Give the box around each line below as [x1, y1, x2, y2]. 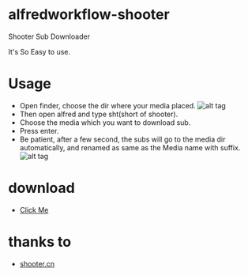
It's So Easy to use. [8, 47, 71, 56]
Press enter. [19, 126, 59, 135]
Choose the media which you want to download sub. [19, 117, 191, 127]
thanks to [8, 233, 72, 251]
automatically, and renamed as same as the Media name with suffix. [19, 142, 241, 152]
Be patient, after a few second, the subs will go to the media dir [19, 134, 226, 144]
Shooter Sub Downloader [8, 32, 91, 41]
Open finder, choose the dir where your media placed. [19, 100, 196, 110]
